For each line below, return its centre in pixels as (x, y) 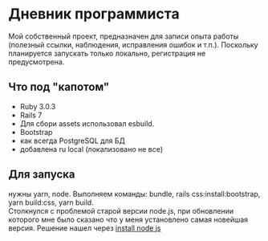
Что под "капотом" (59, 87)
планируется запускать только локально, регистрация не (107, 53)
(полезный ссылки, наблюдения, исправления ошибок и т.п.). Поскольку (133, 44)
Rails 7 (31, 115)
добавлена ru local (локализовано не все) (91, 149)
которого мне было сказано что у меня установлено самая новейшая (128, 219)
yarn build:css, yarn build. (51, 202)
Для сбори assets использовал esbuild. (87, 123)
